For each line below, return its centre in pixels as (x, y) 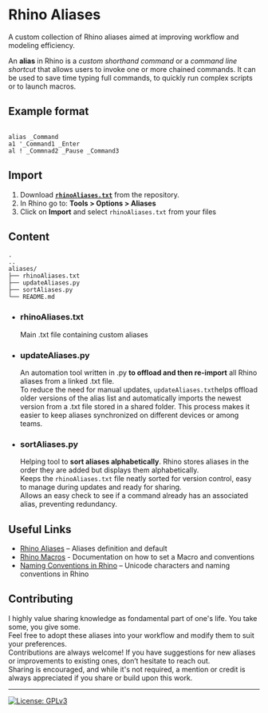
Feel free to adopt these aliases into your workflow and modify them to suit (132, 635)
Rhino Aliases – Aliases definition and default (93, 548)
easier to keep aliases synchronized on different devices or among (129, 415)
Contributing (41, 599)
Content (29, 236)
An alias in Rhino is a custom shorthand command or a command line (123, 61)
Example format (49, 112)
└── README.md (32, 297)
